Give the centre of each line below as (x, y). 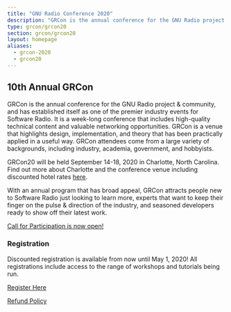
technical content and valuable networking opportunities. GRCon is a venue (115, 126)
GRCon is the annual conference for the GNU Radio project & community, (112, 104)
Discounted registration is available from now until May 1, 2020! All (102, 259)
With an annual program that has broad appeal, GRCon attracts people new (114, 190)
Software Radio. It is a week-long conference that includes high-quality (109, 118)
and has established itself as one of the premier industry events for (103, 111)
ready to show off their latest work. (57, 212)
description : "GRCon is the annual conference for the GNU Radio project (116, 20)
